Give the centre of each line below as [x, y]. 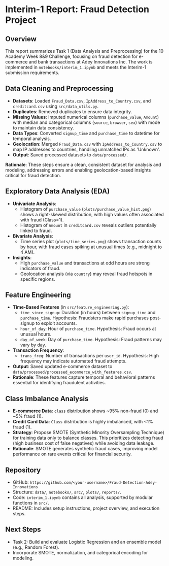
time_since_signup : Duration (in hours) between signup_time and [88, 313]
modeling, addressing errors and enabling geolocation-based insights [78, 170]
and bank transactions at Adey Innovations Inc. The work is [91, 62]
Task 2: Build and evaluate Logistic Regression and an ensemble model [87, 542]
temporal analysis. [32, 139]
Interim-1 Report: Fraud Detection [77, 9]
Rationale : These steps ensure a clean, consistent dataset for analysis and [83, 164]
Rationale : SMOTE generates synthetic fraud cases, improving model [85, 449]
